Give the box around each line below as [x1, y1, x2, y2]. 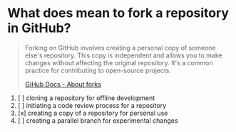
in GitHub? [7, 20, 71, 36]
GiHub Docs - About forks [24, 79, 102, 88]
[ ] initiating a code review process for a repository [17, 101, 167, 109]
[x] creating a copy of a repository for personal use [17, 109, 168, 117]
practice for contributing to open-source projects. [24, 66, 171, 75]
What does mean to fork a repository [7, 5, 230, 21]
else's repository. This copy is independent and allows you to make [24, 51, 222, 60]
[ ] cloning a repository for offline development [17, 94, 155, 102]
